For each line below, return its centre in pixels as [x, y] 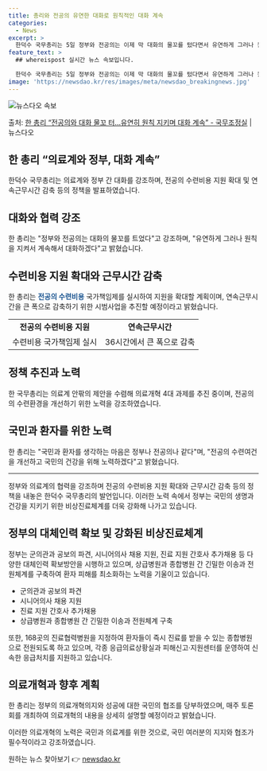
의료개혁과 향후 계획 [54, 685]
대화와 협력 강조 [44, 218]
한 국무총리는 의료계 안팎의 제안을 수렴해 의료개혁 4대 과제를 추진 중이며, [120, 393]
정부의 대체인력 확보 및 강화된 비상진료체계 [106, 533]
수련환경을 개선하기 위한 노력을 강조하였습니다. [89, 403]
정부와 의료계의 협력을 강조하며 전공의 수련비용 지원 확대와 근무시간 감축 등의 [127, 485]
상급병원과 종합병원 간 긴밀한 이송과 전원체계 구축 [96, 621]
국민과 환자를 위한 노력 [60, 431]
